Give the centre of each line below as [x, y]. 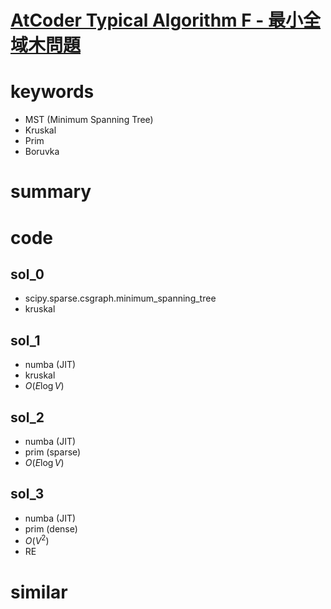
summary [51, 192]
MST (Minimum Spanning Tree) [89, 120]
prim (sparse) [53, 452]
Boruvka [42, 152]
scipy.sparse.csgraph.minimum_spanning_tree [120, 298]
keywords [52, 92]
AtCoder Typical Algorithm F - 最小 [157, 20]
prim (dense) [51, 528]
